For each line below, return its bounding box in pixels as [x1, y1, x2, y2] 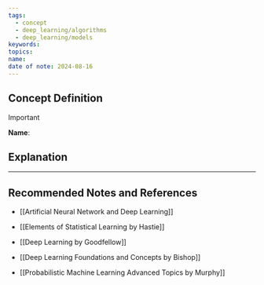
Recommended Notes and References [8, 186, 198, 199]
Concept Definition [8, 92, 104, 105]
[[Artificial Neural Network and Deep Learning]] [19, 207, 174, 217]
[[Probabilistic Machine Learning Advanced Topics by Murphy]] [19, 268, 225, 277]
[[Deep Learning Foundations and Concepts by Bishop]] [19, 253, 201, 262]
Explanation [8, 150, 68, 163]
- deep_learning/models [15, 33, 93, 42]
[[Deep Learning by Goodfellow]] [19, 237, 127, 247]
